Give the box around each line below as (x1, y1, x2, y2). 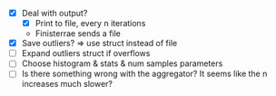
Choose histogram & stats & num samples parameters (21, 58, 223, 69)
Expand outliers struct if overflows (21, 48, 151, 59)
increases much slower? (21, 79, 113, 90)
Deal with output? (21, 8, 88, 18)
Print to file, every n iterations (34, 18, 146, 29)
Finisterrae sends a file (34, 28, 122, 39)
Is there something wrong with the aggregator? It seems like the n (21, 68, 268, 80)
